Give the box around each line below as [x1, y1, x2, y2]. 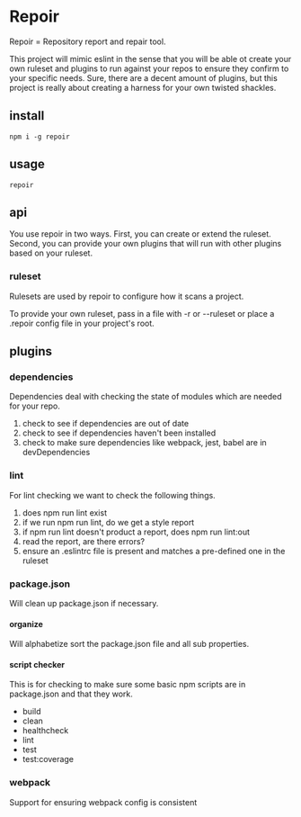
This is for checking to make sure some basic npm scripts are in [9, 679, 246, 690]
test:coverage [22, 754, 75, 765]
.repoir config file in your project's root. [9, 318, 155, 328]
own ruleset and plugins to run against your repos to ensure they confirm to [9, 63, 289, 74]
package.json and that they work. [9, 688, 133, 699]
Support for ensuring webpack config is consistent [9, 796, 198, 807]
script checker [9, 659, 66, 669]
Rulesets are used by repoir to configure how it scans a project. [9, 291, 244, 301]
